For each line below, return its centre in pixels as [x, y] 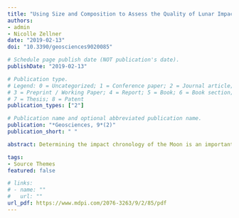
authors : [20, 21]
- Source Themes [31, 164]
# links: [20, 183]
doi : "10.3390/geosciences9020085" [60, 47]
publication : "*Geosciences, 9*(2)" [62, 125]
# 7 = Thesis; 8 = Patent [46, 99]
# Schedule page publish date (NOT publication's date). [94, 60]
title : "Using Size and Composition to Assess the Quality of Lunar [111, 14]
